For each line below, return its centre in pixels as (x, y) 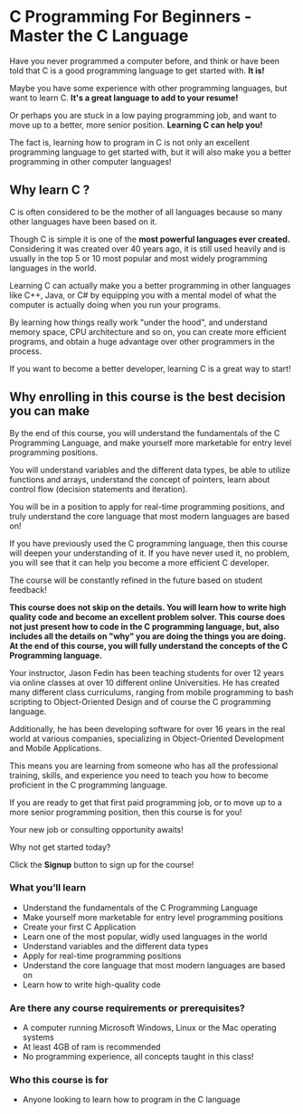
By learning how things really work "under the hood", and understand (139, 322)
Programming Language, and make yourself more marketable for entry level (151, 443)
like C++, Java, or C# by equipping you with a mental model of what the (143, 295)
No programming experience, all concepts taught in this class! (138, 1057)
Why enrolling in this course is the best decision (148, 397)
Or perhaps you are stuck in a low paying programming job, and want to (143, 115)
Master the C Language (99, 36)
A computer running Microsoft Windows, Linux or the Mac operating (149, 1028)
